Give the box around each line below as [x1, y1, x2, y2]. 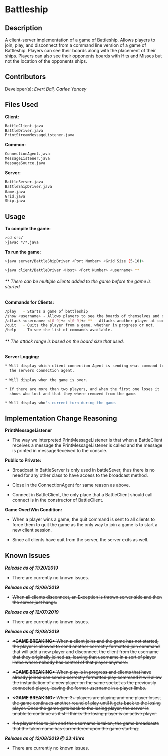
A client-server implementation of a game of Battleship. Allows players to [5, 37, 156, 43]
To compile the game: [5, 226, 51, 232]
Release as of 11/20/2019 [5, 565, 58, 571]
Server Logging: [5, 354, 40, 360]
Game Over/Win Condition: [5, 507, 62, 513]
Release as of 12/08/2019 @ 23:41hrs [5, 735, 85, 741]
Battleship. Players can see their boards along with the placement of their [5, 48, 156, 53]
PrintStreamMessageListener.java [5, 133, 75, 138]
